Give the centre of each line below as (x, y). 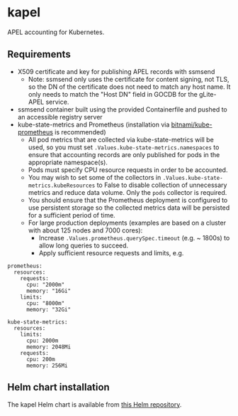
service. (57, 102)
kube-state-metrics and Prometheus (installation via (93, 124)
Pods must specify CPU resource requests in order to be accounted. (128, 170)
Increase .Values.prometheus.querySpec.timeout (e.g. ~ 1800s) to (134, 238)
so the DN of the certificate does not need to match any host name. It (129, 87)
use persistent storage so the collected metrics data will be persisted (129, 208)
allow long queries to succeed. (84, 245)
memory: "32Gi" (49, 309)
